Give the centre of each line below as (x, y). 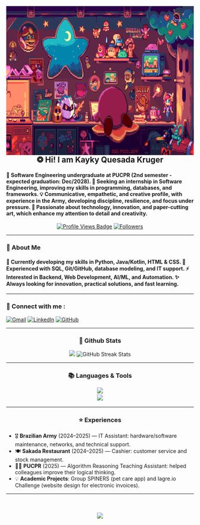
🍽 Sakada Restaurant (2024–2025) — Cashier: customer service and (101, 451)
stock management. (39, 459)
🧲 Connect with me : (36, 306)
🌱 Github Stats (100, 340)
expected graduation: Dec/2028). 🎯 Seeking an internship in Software (94, 181)
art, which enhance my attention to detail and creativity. (77, 213)
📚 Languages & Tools (100, 375)
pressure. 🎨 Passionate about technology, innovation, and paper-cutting (97, 207)
